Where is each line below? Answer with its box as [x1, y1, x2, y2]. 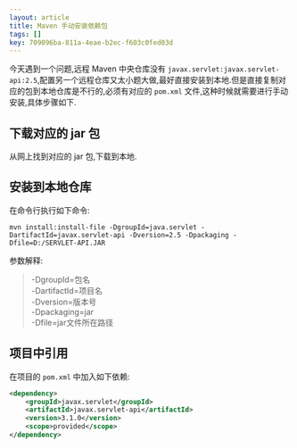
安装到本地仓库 [9, 179, 92, 195]
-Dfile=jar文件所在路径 [30, 317, 114, 328]
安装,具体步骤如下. [9, 97, 78, 108]
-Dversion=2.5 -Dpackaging [128, 230, 229, 239]
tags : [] [9, 29, 42, 38]
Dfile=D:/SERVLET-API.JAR [9, 238, 105, 247]
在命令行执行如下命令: [9, 204, 91, 215]
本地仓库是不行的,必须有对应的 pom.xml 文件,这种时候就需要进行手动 [39, 86, 289, 96]
